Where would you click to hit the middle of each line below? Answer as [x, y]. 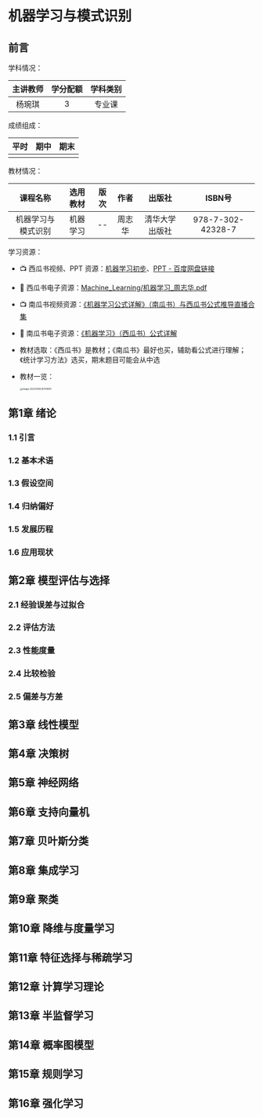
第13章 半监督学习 [51, 1016]
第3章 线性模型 [44, 724]
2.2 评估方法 [32, 627]
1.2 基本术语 [31, 460]
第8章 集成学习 [44, 870]
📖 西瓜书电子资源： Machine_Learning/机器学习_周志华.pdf [113, 288]
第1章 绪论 [32, 413]
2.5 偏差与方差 [36, 697]
